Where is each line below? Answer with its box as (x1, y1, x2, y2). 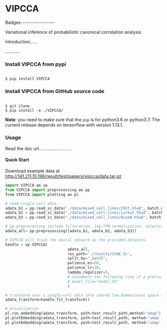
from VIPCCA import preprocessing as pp (5, 187, 90, 192)
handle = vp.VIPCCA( (5, 242, 48, 247)
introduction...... (5, 38, 38, 45)
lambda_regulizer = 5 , (67, 270, 110, 275)
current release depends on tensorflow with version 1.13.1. (5, 122, 123, 128)
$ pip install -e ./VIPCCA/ (5, 108, 64, 113)
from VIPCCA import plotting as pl (5, 192, 79, 197)
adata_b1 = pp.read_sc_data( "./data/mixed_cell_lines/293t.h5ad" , (5, 206, 146, 211)
